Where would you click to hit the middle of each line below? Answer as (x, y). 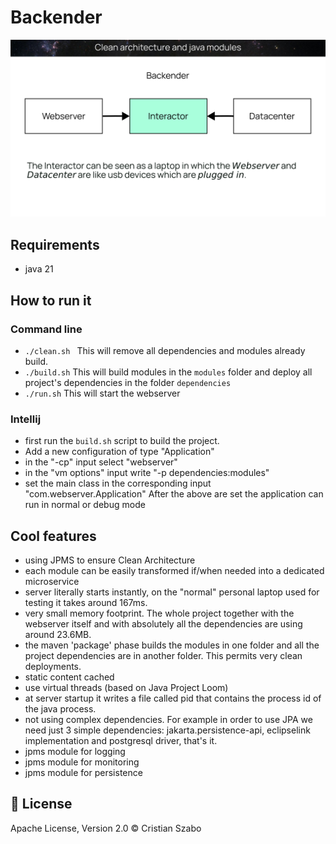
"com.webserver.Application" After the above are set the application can (174, 494)
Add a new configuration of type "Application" (119, 452)
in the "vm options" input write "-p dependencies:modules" (147, 473)
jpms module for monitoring (82, 762)
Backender (56, 17)
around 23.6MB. (58, 635)
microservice (52, 582)
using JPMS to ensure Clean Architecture (110, 560)
